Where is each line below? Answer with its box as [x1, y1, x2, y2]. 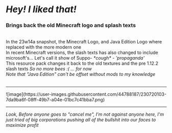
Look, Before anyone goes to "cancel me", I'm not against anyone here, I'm [6, 111, 164, 118]
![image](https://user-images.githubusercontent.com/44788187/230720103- [6, 91, 167, 97]
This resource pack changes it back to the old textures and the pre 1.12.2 [6, 60, 159, 67]
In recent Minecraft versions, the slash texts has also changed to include [6, 49, 158, 56]
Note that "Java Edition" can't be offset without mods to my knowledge [6, 71, 156, 77]
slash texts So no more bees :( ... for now [6, 66, 92, 72]
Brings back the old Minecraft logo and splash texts [6, 22, 136, 29]
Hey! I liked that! [6, 4, 77, 15]
